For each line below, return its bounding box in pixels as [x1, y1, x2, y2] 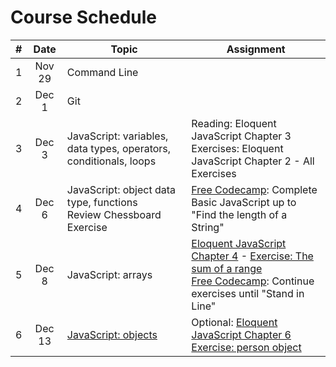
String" [191, 220, 225, 234]
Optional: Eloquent [191, 315, 278, 329]
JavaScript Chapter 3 [191, 129, 292, 143]
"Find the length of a [191, 207, 288, 221]
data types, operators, [66, 141, 172, 155]
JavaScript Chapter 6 [191, 327, 292, 341]
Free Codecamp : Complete [191, 182, 318, 196]
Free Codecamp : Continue [191, 274, 315, 288]
